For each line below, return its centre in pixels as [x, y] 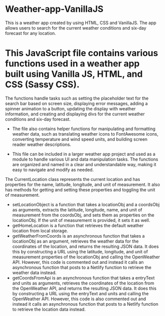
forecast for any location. [31, 33]
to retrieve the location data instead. [49, 309]
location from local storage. [40, 231]
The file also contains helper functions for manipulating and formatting [84, 129]
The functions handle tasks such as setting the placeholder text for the [77, 98]
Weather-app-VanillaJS [54, 9]
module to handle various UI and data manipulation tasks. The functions [85, 159]
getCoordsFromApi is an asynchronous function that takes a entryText [83, 278]
